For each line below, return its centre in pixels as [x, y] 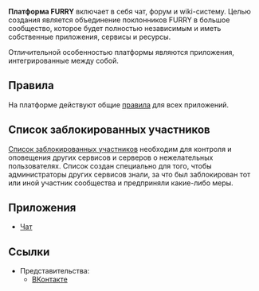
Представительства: [55, 271]
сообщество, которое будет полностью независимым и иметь [115, 28]
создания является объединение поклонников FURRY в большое [119, 20]
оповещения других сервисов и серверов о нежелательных [111, 157]
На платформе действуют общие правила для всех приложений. [119, 105]
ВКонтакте [49, 279]
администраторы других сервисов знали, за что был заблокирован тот [129, 174]
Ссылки [29, 252]
